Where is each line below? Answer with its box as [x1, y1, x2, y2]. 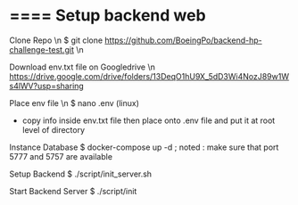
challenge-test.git [9, 44, 74, 54]
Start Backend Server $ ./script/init [9, 185, 137, 196]
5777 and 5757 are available [9, 151, 113, 161]
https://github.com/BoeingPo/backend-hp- [104, 35, 262, 45]
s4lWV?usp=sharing [9, 80, 85, 91]
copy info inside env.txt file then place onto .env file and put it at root [21, 115, 276, 126]
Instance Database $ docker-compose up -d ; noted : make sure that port [9, 142, 279, 152]
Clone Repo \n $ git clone [9, 35, 103, 45]
